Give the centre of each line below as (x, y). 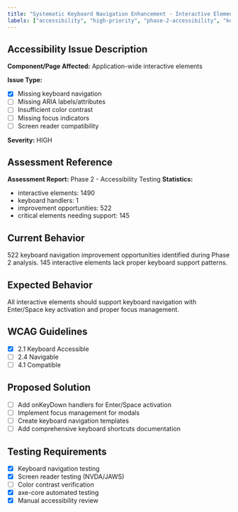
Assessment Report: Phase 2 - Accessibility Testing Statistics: (100, 179)
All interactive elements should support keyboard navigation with (102, 302)
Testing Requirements (57, 451)
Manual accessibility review (58, 501)
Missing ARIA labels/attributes (62, 102)
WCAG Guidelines (47, 332)
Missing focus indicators (53, 118)
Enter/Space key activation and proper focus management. (93, 310)
